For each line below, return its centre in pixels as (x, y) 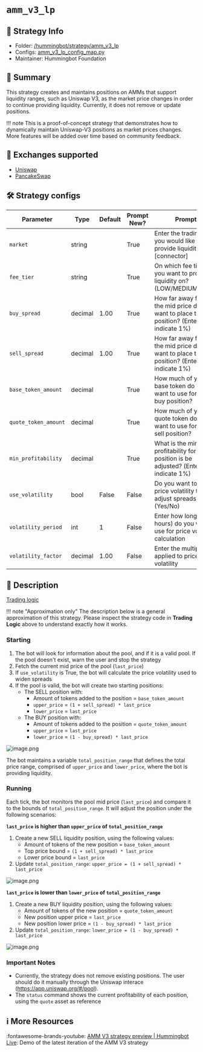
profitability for (175, 451)
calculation (170, 539)
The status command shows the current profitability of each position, (101, 995)
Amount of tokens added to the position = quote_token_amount (110, 724)
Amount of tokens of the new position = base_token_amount (97, 844)
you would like (175, 241)
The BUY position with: (53, 717)
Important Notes (31, 963)
